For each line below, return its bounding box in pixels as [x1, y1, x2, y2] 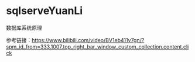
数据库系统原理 [6, 24, 42, 31]
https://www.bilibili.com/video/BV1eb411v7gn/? [32, 36, 145, 43]
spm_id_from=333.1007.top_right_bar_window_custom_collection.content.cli [6, 43, 189, 50]
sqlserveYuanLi [6, 4, 83, 18]
